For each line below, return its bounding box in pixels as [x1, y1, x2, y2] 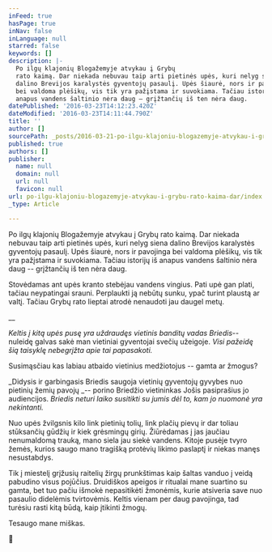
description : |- [8, 57, 63, 66]
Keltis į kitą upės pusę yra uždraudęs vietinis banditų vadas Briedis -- [8, 328, 240, 338]
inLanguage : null [8, 34, 67, 43]
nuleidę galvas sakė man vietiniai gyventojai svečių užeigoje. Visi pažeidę [8, 337, 253, 346]
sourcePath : [8, 132, 49, 140]
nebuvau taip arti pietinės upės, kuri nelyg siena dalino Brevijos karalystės [8, 238, 255, 248]
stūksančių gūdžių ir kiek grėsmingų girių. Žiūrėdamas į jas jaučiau [8, 427, 230, 436]
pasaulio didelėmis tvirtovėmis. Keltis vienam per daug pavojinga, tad [8, 494, 240, 503]
